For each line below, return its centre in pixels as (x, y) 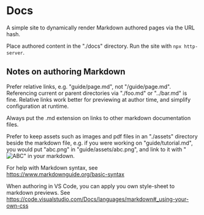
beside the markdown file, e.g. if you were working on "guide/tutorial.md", (100, 143)
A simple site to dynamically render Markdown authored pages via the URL (101, 28)
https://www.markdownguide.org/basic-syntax (65, 174)
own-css (17, 205)
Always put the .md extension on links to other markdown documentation (99, 118)
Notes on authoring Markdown (66, 72)
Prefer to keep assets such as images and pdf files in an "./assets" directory (102, 136)
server (15, 53)
